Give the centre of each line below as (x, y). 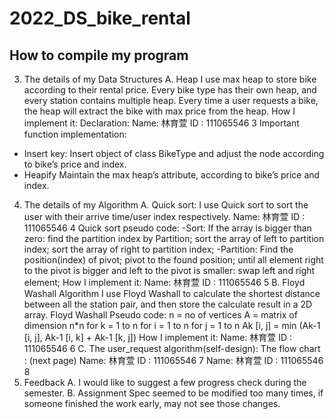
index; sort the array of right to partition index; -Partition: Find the (158, 249)
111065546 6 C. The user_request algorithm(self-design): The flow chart (172, 348)
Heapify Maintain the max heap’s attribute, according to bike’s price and (172, 175)
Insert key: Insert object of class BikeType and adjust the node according (174, 153)
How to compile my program (99, 55)
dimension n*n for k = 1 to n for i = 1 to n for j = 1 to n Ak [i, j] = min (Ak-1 (172, 325)
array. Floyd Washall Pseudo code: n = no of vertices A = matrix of (160, 315)
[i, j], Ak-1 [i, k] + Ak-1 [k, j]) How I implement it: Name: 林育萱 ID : (158, 337)
